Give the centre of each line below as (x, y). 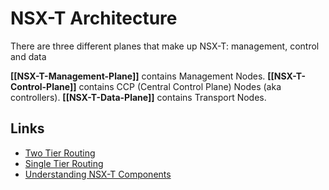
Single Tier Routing (64, 163)
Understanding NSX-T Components (98, 174)
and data (28, 56)
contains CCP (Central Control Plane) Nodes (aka (180, 86)
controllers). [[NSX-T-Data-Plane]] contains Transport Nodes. (138, 97)
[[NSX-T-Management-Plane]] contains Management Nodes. (138, 76)
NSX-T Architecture (94, 18)
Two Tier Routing (60, 153)
